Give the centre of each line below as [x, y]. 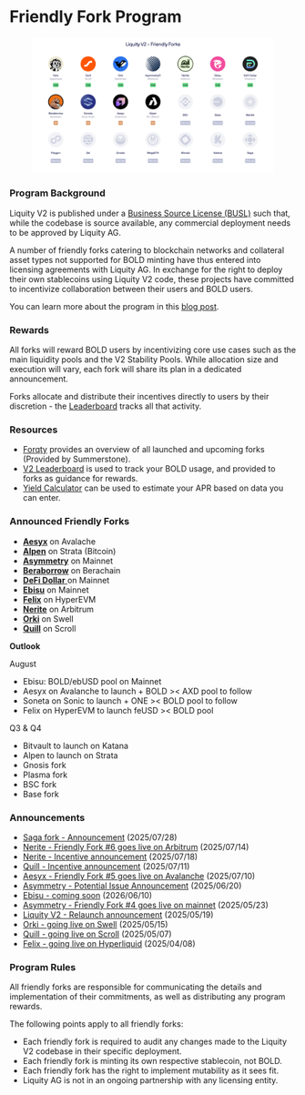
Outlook [25, 646]
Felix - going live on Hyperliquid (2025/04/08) [109, 943]
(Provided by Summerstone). [76, 459]
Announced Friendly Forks [70, 522]
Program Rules [43, 967]
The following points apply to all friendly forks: [97, 1024]
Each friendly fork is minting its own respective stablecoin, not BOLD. [152, 1061]
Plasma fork [45, 775]
